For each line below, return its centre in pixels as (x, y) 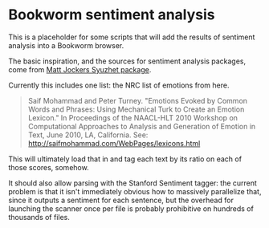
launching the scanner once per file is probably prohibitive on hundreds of (131, 208)
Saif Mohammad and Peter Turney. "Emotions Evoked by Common (137, 100)
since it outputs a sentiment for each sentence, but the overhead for (121, 200)
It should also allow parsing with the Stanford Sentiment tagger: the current (132, 183)
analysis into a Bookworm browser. (66, 45)
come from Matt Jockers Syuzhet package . (80, 69)
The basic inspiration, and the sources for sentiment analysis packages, (127, 61)
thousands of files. (39, 217)
